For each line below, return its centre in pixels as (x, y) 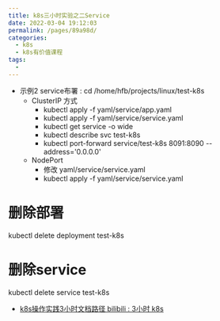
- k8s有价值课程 (39, 52)
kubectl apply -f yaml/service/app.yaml (108, 109)
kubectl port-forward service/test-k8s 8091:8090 (123, 143)
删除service (47, 269)
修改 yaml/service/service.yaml (95, 169)
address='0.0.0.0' (72, 151)
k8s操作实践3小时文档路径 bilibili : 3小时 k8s (91, 308)
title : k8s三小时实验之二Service (59, 15)
